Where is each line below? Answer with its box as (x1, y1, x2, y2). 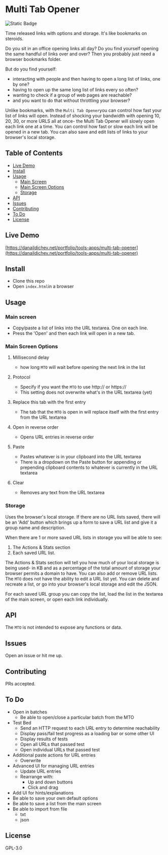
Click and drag (27, 784, 58, 790)
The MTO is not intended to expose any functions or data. (5, 624, 122, 630)
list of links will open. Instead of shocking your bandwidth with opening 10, (5, 113, 160, 119)
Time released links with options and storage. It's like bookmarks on (5, 30, 147, 36)
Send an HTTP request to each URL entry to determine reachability (20, 725, 160, 731)
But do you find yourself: (5, 66, 57, 72)
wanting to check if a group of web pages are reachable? (12, 92, 132, 98)
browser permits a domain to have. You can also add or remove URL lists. (5, 570, 158, 576)
